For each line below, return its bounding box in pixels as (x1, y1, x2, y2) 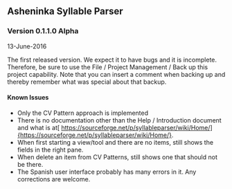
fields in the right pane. (17, 145, 84, 154)
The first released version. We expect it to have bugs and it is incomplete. (7, 55, 217, 64)
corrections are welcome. (17, 174, 91, 183)
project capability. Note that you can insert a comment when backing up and (7, 70, 226, 78)
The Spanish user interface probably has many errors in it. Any (17, 168, 197, 176)
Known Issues (7, 93, 49, 102)
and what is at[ (17, 123, 60, 132)
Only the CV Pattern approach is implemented (17, 109, 149, 117)
